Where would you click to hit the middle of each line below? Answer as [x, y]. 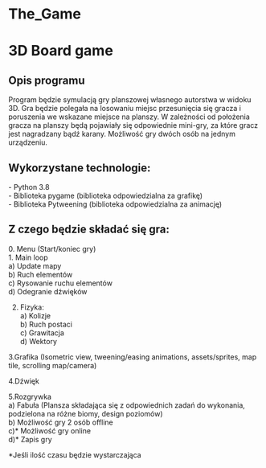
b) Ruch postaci [46, 324]
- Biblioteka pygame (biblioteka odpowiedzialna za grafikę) [106, 195]
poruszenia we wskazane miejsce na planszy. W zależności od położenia [129, 117]
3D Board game [61, 51]
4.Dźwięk [24, 381]
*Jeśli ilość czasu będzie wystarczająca [75, 454]
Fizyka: [32, 307]
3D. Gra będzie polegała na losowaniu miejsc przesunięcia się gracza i [125, 109]
